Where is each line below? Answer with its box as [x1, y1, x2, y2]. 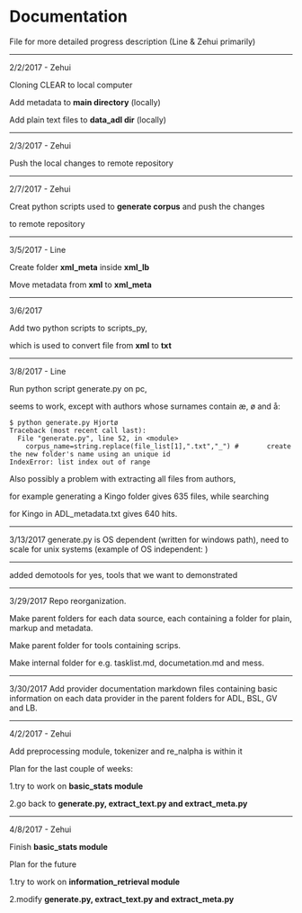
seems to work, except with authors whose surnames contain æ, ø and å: [9, 401, 281, 411]
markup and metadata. [9, 622, 93, 633]
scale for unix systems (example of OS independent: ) [9, 543, 209, 555]
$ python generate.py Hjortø [9, 418, 119, 427]
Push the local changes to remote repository [9, 158, 173, 168]
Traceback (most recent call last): [9, 426, 147, 435]
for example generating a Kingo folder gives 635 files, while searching [9, 491, 270, 502]
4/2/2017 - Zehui [9, 728, 72, 739]
